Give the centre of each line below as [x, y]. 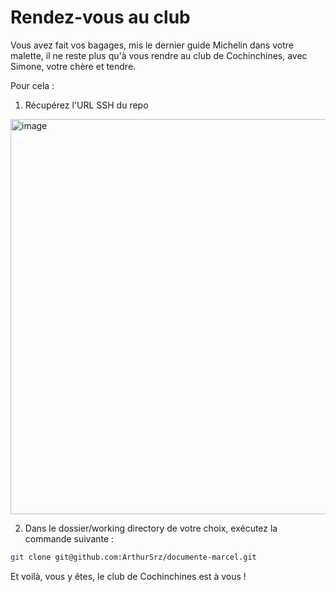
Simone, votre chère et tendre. [73, 66]
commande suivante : [69, 538]
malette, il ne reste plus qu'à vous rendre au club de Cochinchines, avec [159, 55]
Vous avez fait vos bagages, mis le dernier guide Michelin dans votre [152, 45]
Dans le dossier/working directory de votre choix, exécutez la [151, 528]
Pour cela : [32, 85]
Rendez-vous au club [100, 17]
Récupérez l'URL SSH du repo [86, 105]
